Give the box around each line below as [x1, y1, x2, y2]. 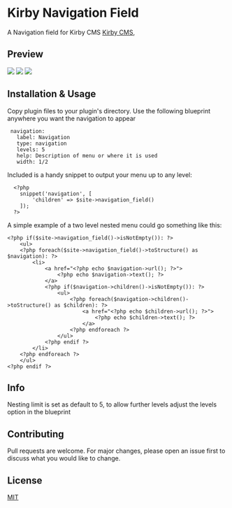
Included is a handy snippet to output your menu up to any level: [7, 170, 192, 179]
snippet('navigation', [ [20, 190, 92, 197]
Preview [7, 48, 44, 60]
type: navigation [16, 140, 68, 147]
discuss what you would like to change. [7, 454, 121, 463]
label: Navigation [16, 134, 71, 141]
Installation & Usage [7, 88, 96, 100]
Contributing [7, 428, 64, 440]
